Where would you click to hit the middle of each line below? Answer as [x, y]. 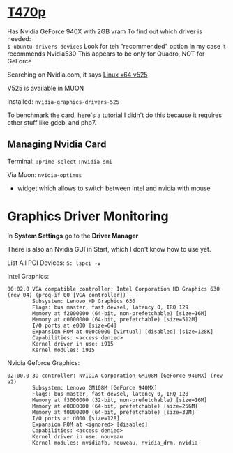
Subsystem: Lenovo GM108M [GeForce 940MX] [95, 387]
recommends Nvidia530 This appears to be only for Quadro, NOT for [106, 54]
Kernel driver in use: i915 [73, 344]
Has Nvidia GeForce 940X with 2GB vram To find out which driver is [105, 31]
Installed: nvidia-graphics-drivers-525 [63, 101]
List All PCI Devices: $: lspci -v [54, 263]
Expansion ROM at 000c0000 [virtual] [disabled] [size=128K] [123, 332]
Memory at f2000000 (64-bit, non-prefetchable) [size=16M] [120, 313]
